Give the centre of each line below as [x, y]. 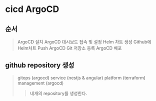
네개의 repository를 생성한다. [58, 93]
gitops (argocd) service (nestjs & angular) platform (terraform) [81, 77]
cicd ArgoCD [32, 9]
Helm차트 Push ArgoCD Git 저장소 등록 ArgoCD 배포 [69, 48]
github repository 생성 [40, 65]
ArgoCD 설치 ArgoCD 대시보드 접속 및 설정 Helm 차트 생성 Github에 [84, 42]
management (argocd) [40, 83]
